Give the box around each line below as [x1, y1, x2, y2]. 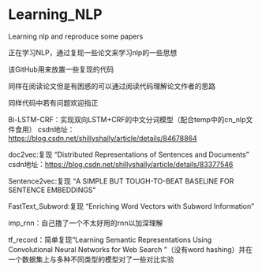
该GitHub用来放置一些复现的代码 [8, 65, 114, 74]
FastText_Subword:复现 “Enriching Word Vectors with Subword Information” [8, 201, 255, 210]
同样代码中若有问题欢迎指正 [8, 98, 99, 107]
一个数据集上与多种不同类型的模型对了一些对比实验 [8, 254, 174, 264]
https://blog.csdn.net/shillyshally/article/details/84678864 [8, 133, 197, 143]
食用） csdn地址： [14, 124, 75, 134]
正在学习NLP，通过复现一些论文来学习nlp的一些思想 [8, 47, 178, 57]
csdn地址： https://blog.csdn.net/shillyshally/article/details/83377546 [8, 159, 234, 169]
